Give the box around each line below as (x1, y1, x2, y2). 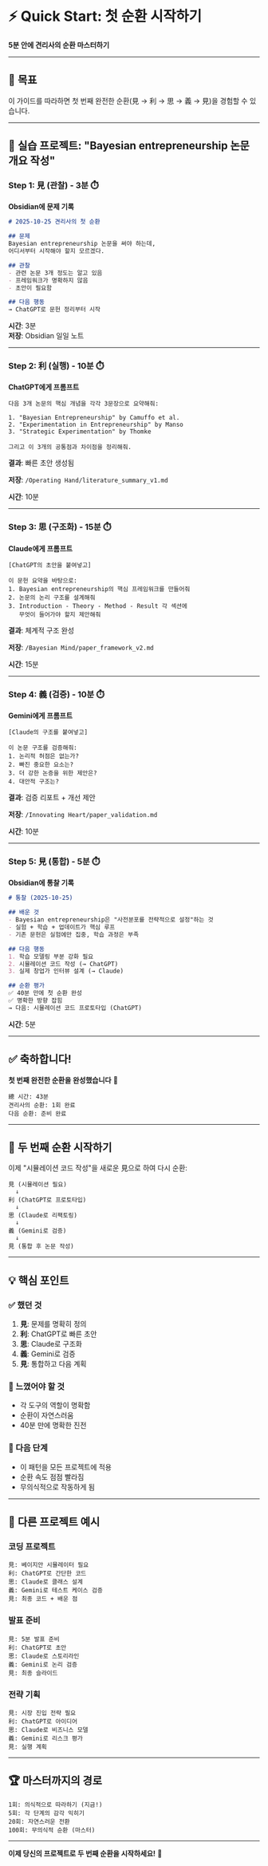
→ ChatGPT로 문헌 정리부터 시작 (8, 306, 101, 314)
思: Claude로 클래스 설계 (8, 1578, 84, 1586)
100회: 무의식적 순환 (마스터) (8, 1826, 96, 1834)
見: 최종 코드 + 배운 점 (8, 1595, 78, 1604)
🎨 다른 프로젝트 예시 (8, 1515, 100, 1529)
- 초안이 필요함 (8, 284, 53, 292)
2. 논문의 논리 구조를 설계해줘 (8, 594, 96, 602)
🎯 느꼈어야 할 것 (8, 1381, 65, 1392)
